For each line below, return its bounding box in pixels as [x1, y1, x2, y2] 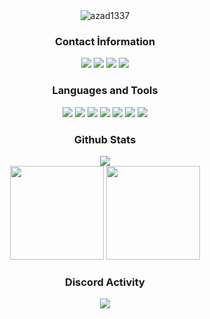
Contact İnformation [54, 34, 156, 48]
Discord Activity [65, 275, 145, 289]
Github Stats [73, 132, 137, 146]
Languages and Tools [51, 84, 159, 98]
